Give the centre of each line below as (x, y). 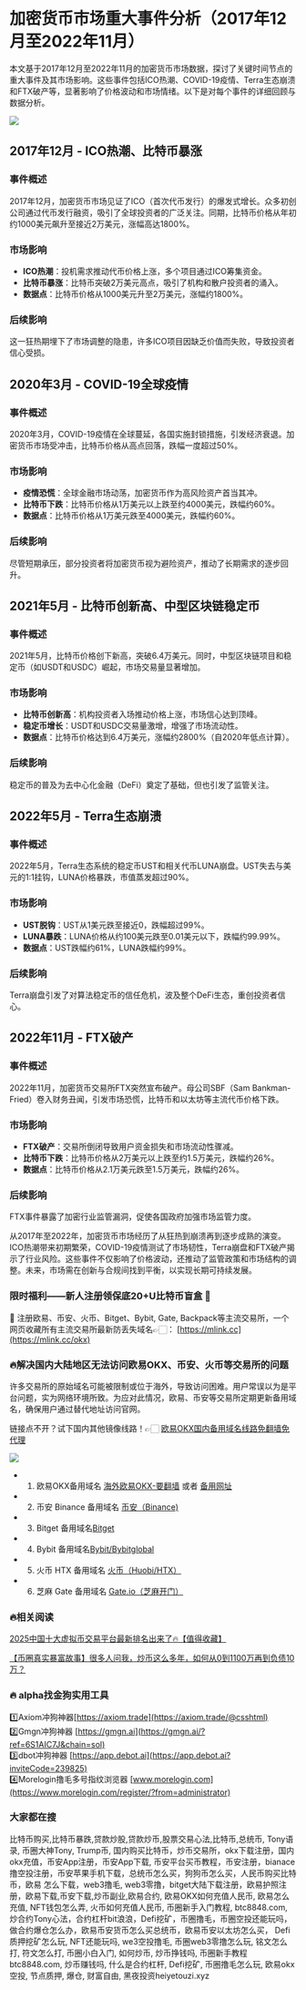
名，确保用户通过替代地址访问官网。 (77, 1409)
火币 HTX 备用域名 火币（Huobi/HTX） (109, 1570)
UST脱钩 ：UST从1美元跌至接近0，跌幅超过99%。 (116, 925)
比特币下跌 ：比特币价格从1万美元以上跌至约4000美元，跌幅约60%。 (151, 504)
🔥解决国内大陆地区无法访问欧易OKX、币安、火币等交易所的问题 (149, 1365)
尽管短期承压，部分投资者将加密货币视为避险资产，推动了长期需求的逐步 (145, 563)
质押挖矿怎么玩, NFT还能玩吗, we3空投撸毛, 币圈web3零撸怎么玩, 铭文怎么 (149, 1941)
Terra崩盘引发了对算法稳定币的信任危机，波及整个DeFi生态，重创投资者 (143, 995)
